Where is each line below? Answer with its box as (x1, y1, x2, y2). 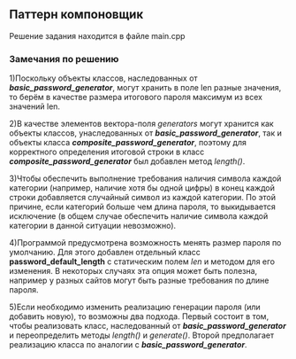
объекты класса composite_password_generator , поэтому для (9, 137, 247, 148)
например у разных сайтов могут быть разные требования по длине (9, 275, 269, 286)
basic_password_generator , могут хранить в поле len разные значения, (9, 82, 282, 93)
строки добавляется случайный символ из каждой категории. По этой (9, 192, 277, 203)
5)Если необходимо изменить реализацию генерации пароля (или (9, 301, 261, 313)
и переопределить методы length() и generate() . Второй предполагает (9, 330, 275, 340)
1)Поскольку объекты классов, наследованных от (9, 73, 198, 83)
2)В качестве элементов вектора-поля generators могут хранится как (9, 119, 274, 129)
